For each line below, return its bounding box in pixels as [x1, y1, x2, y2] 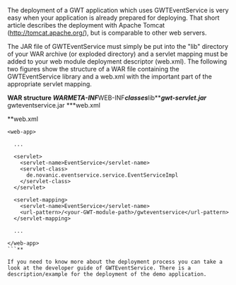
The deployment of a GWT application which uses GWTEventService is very [7, 6, 229, 14]
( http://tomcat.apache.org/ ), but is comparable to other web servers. [7, 28, 207, 37]
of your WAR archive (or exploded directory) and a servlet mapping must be [7, 50, 228, 58]
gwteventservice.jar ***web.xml [7, 101, 101, 109]
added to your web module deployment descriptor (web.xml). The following [7, 57, 228, 66]
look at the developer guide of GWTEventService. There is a [7, 264, 191, 272]
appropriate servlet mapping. [7, 80, 92, 88]
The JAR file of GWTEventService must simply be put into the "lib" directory [7, 42, 228, 50]
